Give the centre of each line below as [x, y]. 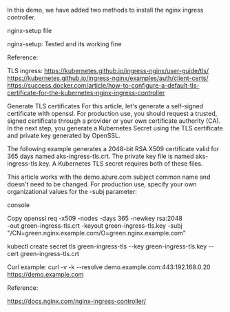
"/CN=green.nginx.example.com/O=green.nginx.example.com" [96, 233]
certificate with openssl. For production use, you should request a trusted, [112, 114]
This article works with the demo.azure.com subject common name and [109, 177]
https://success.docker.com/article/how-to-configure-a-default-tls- [103, 85]
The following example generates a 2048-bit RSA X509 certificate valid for [113, 149]
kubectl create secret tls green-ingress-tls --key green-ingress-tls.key [107, 246]
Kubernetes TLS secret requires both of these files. [130, 164]
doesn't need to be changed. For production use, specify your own [102, 184]
